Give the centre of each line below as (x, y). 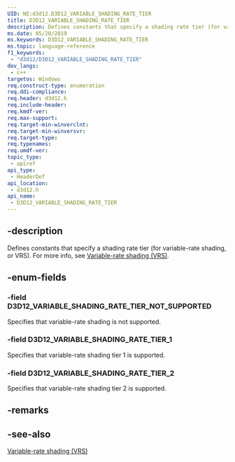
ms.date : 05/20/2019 (37, 33)
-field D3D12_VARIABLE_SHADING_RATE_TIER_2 (91, 373)
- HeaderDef (28, 177)
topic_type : (24, 157)
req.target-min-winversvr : (47, 131)
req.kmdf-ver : (28, 111)
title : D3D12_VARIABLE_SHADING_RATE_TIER (69, 20)
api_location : (28, 183)
